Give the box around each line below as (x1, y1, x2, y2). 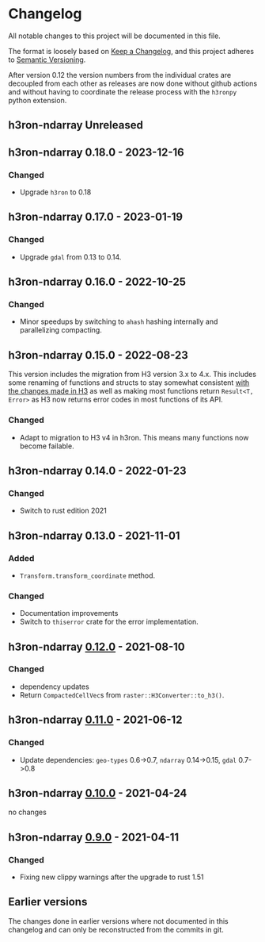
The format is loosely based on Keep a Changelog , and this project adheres (8, 46, 255, 56)
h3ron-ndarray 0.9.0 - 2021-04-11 (8, 830, 180, 844)
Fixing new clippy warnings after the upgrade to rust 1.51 (19, 872, 204, 882)
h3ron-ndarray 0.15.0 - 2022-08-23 (8, 348, 188, 362)
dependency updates (19, 682, 89, 691)
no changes (8, 807, 47, 817)
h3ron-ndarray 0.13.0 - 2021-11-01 (8, 529, 180, 542)
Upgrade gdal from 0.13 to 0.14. (19, 252, 122, 262)
